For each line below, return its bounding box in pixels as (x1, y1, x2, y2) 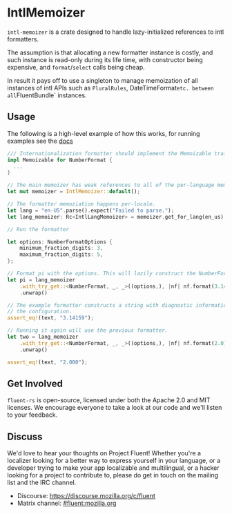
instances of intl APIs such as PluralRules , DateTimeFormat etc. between (7, 83, 214, 92)
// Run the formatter (7, 226, 70, 233)
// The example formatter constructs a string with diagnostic (7, 302, 193, 308)
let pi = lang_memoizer (7, 276, 76, 284)
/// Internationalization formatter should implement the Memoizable (7, 150, 212, 157)
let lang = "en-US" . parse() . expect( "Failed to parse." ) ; (7, 207, 175, 214)
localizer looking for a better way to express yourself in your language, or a (7, 457, 221, 465)
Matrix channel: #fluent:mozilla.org (17, 499, 117, 508)
